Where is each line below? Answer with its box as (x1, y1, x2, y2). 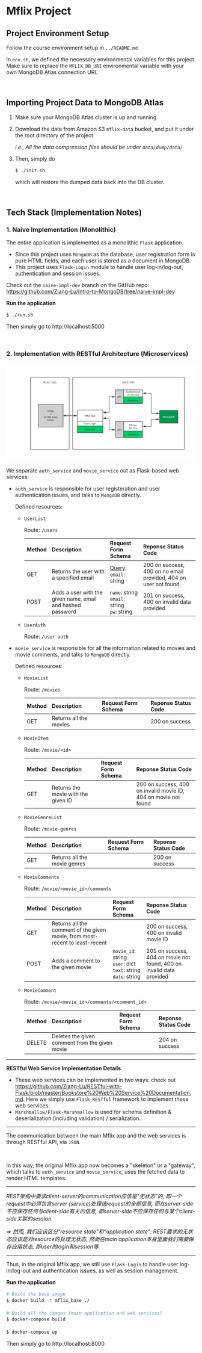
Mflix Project (6, 4, 72, 18)
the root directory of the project (14, 131, 94, 139)
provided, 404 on (143, 574, 186, 581)
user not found (143, 580, 180, 587)
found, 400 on (146, 960, 182, 967)
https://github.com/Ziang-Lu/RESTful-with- (14, 1082, 122, 1090)
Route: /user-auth (23, 633, 69, 640)
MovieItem (23, 735, 49, 742)
